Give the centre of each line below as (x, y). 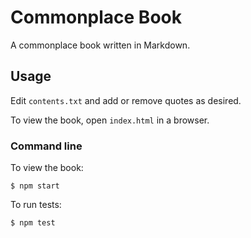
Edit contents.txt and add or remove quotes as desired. (126, 100)
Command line (46, 146)
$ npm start (35, 186)
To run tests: (36, 205)
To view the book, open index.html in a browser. (110, 120)
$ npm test (33, 223)
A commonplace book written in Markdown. (100, 45)
